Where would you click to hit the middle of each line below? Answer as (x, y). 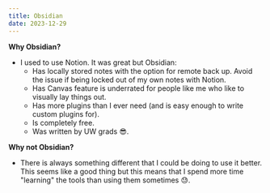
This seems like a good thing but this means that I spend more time (132, 171)
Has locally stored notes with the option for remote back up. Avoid (142, 71)
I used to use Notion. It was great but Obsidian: (98, 62)
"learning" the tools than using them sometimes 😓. (105, 180)
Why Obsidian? (35, 46)
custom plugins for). (65, 114)
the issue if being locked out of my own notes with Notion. (129, 79)
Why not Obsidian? (41, 147)
